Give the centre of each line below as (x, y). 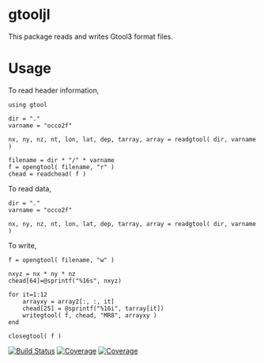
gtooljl (29, 15)
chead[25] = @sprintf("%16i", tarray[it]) (93, 308)
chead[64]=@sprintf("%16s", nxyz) (65, 281)
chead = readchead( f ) (47, 174)
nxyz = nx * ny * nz (42, 274)
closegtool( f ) (35, 336)
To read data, (30, 188)
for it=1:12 (28, 294)
